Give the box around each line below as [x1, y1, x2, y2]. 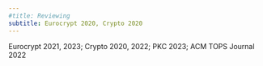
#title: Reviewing [8, 11, 70, 20]
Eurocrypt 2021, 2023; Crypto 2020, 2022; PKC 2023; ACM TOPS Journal [8, 41, 255, 51]
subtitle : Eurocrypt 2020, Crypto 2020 [8, 19, 143, 27]
